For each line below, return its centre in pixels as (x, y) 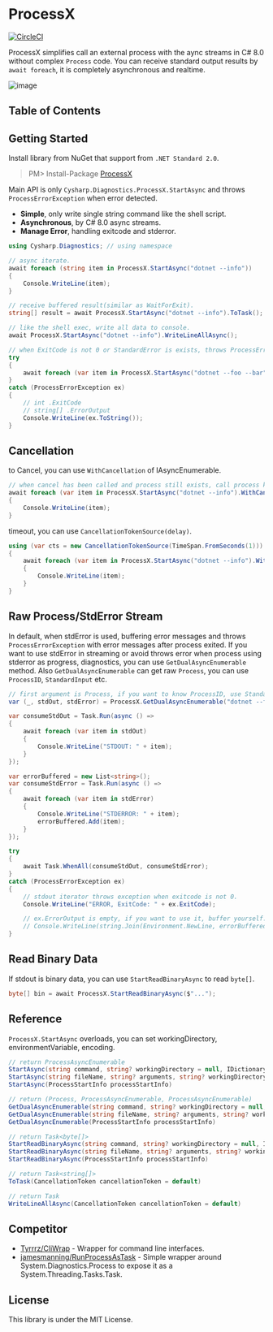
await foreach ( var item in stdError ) (89, 799)
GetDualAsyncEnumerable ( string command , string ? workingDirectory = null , (138, 1107)
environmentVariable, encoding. (62, 1047)
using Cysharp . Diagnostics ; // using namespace (91, 246)
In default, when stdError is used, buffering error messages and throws (127, 636)
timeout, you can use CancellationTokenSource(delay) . (100, 531)
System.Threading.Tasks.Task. (71, 1274)
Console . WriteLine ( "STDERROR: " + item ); (109, 814)
